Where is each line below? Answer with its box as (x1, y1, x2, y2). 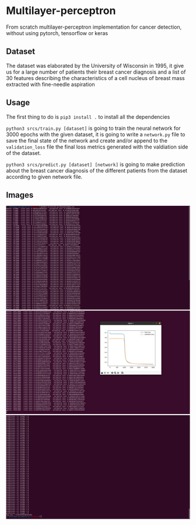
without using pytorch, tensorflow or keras (6, 29, 108, 36)
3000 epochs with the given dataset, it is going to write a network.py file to (6, 130, 185, 138)
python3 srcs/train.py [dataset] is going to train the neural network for (6, 125, 181, 132)
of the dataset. (6, 149, 41, 156)
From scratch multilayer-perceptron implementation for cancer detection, (6, 23, 182, 30)
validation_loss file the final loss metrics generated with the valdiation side (6, 143, 188, 150)
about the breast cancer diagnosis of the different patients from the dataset (6, 167, 188, 174)
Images (6, 190, 34, 200)
